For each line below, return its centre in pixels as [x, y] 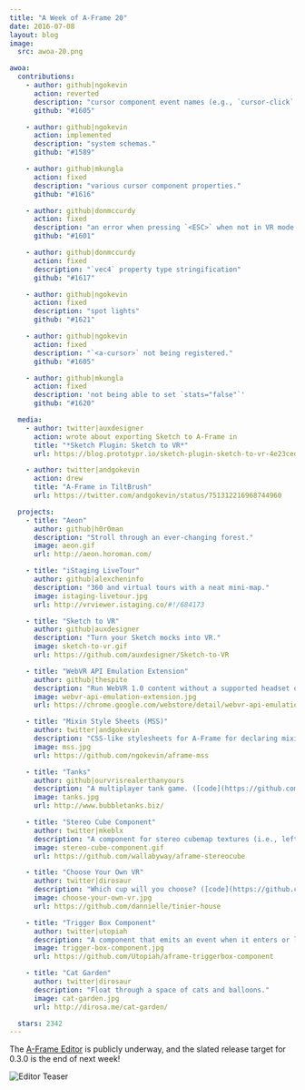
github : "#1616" [64, 194]
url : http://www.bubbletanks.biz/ [99, 806]
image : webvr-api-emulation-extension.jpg [115, 697]
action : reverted [66, 93]
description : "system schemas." [94, 144]
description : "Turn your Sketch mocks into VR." [127, 638]
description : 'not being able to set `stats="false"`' [139, 395]
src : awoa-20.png [50, 52]
